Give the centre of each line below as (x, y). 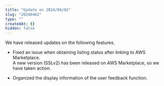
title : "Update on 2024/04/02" (38, 10)
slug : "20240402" (23, 14)
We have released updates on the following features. (60, 42)
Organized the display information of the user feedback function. (80, 78)
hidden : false (20, 28)
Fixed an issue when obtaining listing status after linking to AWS (79, 52)
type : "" (14, 19)
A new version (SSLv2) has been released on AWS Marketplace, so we (86, 63)
